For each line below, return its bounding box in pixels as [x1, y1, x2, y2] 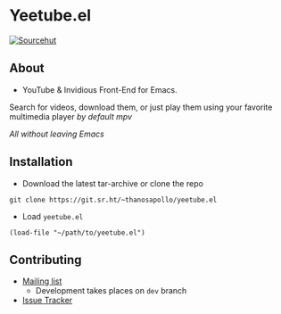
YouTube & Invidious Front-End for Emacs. [21, 84, 178, 95]
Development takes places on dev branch [35, 285, 187, 296]
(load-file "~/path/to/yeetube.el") [9, 228, 145, 237]
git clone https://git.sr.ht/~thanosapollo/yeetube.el [9, 195, 218, 204]
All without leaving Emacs [9, 128, 104, 139]
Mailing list [21, 276, 62, 286]
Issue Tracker [21, 295, 73, 306]
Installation [9, 154, 73, 169]
